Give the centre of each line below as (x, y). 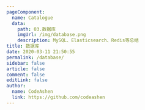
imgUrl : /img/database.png (52, 35)
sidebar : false (26, 63)
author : (16, 86)
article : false (26, 69)
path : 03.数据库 (37, 29)
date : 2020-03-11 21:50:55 (41, 52)
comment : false (26, 75)
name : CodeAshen (32, 92)
